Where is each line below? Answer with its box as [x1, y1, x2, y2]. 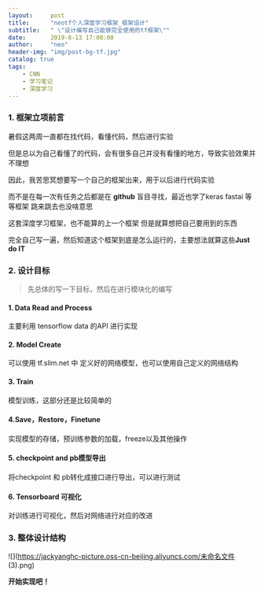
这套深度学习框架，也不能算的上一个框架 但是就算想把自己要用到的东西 [8, 218, 237, 228]
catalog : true [8, 56, 55, 64]
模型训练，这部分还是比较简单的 [8, 395, 112, 405]
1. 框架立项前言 [8, 112, 65, 123]
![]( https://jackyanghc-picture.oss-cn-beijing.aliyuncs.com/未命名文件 [8, 552, 236, 561]
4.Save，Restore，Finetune [8, 415, 101, 424]
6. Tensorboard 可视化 [8, 491, 82, 501]
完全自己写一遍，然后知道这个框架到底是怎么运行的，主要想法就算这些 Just [8, 235, 250, 244]
